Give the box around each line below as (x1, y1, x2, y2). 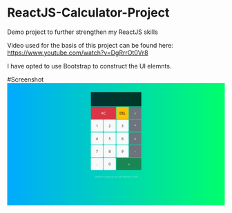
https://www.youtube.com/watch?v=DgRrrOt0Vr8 (7, 48, 148, 57)
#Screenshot (7, 75, 44, 84)
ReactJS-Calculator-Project (7, 5, 170, 21)
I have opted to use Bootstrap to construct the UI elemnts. (7, 62, 172, 70)
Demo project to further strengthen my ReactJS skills (7, 28, 159, 36)
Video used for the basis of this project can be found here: (7, 41, 174, 49)
